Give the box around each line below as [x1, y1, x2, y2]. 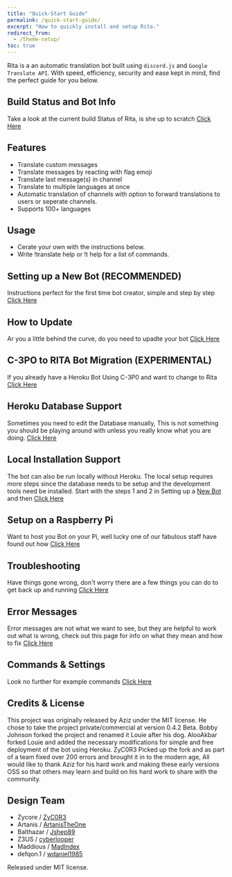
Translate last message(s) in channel [17, 175, 123, 184]
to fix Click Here [7, 639, 53, 647]
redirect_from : [7, 29, 51, 37]
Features [7, 142, 46, 154]
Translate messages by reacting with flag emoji [17, 168, 152, 176]
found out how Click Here [7, 540, 80, 548]
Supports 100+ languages [17, 204, 91, 213]
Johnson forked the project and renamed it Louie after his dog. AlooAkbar [7, 730, 218, 738]
